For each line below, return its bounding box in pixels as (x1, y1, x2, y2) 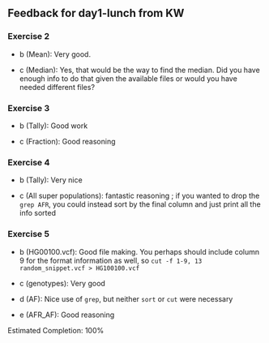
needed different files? (19, 82, 95, 92)
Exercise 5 (7, 229, 50, 240)
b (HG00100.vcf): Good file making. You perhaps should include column (19, 247, 260, 256)
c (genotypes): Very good (19, 278, 106, 288)
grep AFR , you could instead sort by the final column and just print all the (19, 199, 261, 209)
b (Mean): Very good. (19, 49, 91, 59)
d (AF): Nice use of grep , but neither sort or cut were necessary (19, 294, 233, 303)
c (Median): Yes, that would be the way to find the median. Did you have (19, 65, 260, 75)
